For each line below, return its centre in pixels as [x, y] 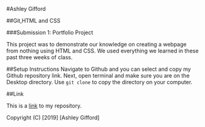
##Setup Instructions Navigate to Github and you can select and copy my [99, 69]
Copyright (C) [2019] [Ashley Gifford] [53, 118]
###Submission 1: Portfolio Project [50, 32]
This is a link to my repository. [44, 106]
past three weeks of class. [39, 57]
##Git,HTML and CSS [33, 20]
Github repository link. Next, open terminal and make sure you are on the [98, 75]
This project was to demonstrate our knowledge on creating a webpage [96, 44]
